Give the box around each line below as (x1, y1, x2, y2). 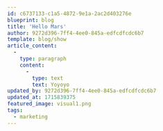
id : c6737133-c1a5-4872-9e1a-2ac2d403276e (7, 10, 132, 17)
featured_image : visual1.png (7, 101, 92, 107)
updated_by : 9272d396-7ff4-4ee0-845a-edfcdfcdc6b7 (7, 87, 157, 94)
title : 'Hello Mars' (7, 23, 67, 30)
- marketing (13, 113, 49, 120)
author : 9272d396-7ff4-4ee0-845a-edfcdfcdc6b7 (7, 29, 144, 37)
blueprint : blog (7, 17, 54, 24)
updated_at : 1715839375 (7, 94, 76, 101)
